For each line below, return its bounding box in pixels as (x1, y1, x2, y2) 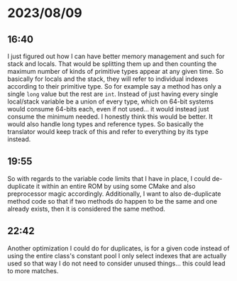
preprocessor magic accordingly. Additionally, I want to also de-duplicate (7, 189, 221, 198)
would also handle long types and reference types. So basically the (7, 120, 204, 128)
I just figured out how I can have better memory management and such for (7, 52, 225, 60)
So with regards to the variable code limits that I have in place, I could (7, 174, 211, 182)
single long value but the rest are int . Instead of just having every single (7, 90, 219, 98)
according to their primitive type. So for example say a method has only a (7, 82, 222, 90)
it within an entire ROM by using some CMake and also (35, 182, 196, 190)
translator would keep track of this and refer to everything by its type (7, 128, 209, 136)
